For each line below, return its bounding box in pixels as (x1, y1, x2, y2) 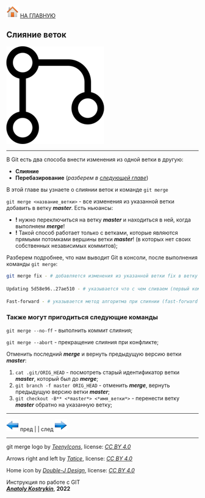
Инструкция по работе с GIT (6, 478, 81, 486)
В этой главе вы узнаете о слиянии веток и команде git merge (6, 186, 169, 193)
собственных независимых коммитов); (15, 242, 118, 249)
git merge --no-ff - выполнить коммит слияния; (6, 327, 133, 334)
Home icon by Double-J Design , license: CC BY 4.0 (6, 467, 135, 474)
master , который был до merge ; (15, 375, 99, 383)
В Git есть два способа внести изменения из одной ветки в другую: (6, 156, 184, 163)
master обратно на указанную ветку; (15, 401, 113, 408)
